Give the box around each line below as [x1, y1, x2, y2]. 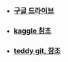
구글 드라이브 [13, 5, 54, 15]
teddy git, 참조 [13, 46, 61, 55]
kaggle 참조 [13, 26, 52, 35]
